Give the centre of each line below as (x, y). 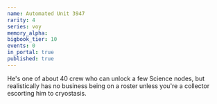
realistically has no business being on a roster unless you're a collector (108, 86)
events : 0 (21, 46)
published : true (31, 59)
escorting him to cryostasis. (47, 93)
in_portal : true (31, 53)
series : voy (24, 26)
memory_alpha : (28, 33)
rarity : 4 (21, 20)
